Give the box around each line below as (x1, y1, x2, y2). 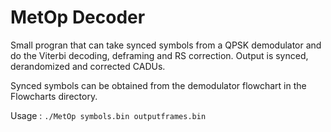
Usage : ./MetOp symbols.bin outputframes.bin (10, 109, 207, 121)
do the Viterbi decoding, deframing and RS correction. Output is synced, (10, 49, 309, 61)
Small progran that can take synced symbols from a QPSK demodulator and (10, 39, 322, 51)
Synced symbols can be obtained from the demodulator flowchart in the (10, 79, 307, 91)
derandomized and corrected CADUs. (10, 60, 166, 72)
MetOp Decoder (10, 6, 146, 29)
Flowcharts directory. (10, 90, 98, 102)
